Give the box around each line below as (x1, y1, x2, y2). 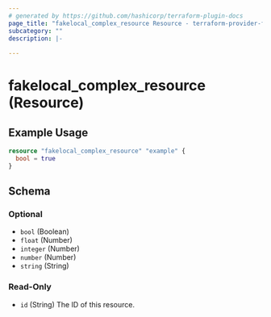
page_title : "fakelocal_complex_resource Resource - (8, 19, 190, 27)
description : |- (8, 34, 63, 43)
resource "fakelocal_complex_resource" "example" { (8, 147, 186, 156)
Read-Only (8, 282, 52, 293)
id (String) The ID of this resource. (19, 299, 135, 309)
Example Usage (8, 126, 89, 140)
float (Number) (19, 236, 73, 245)
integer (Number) (19, 244, 81, 254)
